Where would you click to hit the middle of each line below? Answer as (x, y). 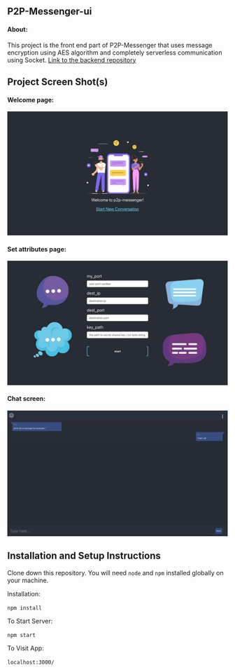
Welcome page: (31, 100)
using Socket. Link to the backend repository (72, 60)
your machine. (28, 580)
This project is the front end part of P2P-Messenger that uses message (110, 45)
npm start (22, 635)
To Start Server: (30, 621)
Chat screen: (27, 399)
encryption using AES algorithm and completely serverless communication (115, 53)
